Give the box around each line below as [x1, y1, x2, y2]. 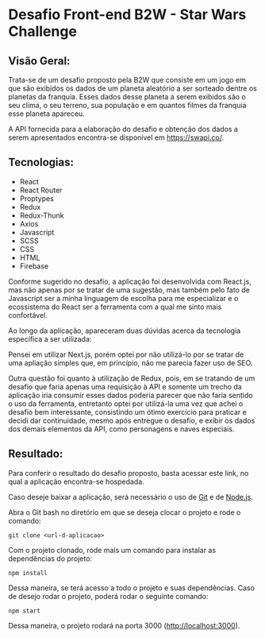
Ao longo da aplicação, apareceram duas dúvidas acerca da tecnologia [8, 326, 241, 335]
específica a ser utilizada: [8, 334, 92, 343]
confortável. [8, 310, 48, 319]
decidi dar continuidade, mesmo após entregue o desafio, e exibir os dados [8, 416, 255, 425]
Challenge [8, 22, 78, 41]
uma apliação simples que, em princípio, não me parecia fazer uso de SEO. [8, 358, 253, 367]
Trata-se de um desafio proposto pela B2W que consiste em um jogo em [8, 75, 246, 84]
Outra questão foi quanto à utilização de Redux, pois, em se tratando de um [8, 373, 255, 383]
